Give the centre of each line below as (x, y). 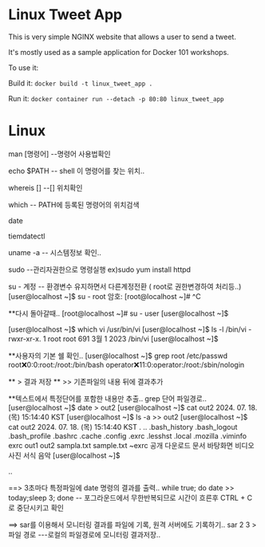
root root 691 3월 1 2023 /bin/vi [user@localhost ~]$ (133, 338)
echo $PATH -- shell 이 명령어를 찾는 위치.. (77, 171)
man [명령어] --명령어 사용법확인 (59, 154)
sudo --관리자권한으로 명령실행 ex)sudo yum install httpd (100, 270)
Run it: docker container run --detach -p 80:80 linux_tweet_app (117, 98)
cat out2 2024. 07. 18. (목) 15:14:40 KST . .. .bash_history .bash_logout (123, 427)
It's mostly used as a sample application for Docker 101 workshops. (119, 52)
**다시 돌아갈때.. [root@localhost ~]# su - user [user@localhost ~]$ (119, 313)
